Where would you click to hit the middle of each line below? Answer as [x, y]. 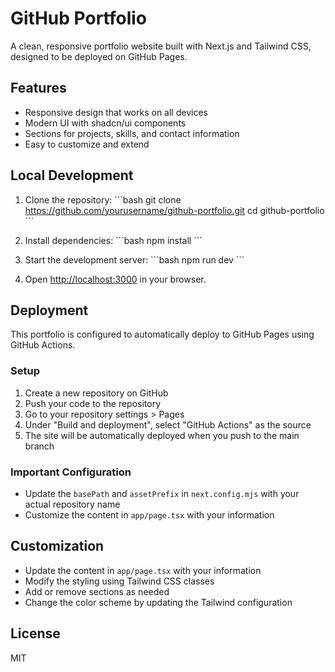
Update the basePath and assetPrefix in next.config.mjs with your [162, 493]
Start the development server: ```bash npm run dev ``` [134, 259]
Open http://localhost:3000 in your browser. [115, 279]
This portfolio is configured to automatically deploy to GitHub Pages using [162, 334]
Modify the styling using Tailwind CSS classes [119, 581]
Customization [57, 546]
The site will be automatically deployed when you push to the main [162, 435]
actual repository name [72, 504]
